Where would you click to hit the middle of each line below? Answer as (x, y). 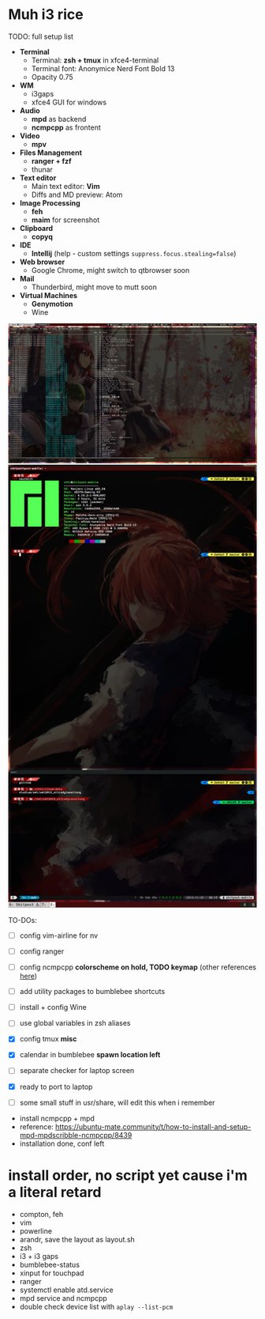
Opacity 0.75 (52, 77)
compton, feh (41, 1214)
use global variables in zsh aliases (75, 1023)
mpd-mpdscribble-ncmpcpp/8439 (76, 1135)
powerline (36, 1230)
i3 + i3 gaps (39, 1256)
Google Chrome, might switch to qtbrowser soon (110, 270)
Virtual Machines (48, 295)
